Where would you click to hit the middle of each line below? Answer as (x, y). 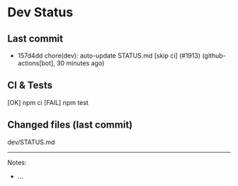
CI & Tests (30, 86)
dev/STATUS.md (31, 142)
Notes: (17, 162)
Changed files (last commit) (70, 125)
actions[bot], (36, 63)
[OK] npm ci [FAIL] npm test (48, 102)
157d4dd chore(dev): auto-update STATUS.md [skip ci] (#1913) (109, 55)
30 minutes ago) (80, 63)
